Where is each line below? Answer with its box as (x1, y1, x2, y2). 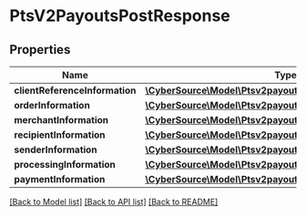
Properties (9, 42, 71, 57)
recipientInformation (14, 129, 106, 141)
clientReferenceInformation (14, 84, 137, 97)
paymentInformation (14, 173, 106, 185)
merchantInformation (14, 114, 109, 126)
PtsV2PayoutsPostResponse (9, 5, 230, 26)
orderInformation (14, 99, 91, 111)
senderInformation (14, 143, 97, 156)
